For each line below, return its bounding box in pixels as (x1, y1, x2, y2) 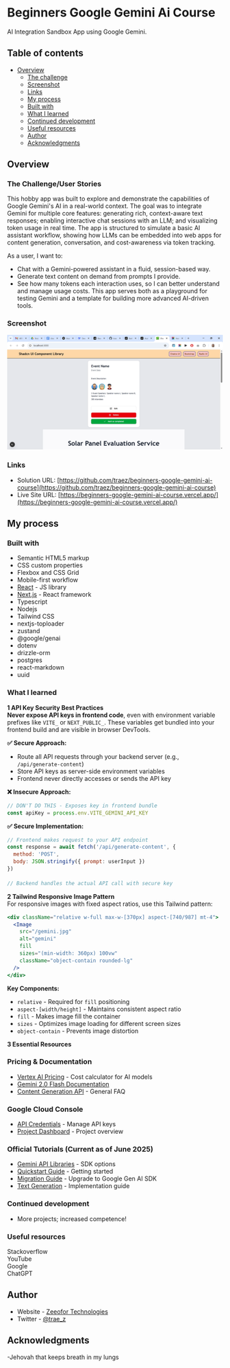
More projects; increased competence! (16, 1214, 127, 1223)
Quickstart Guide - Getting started (16, 1167, 114, 1176)
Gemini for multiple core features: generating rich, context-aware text (7, 209, 203, 218)
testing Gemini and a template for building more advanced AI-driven (16, 294, 209, 303)
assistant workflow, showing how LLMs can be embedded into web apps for (7, 231, 222, 240)
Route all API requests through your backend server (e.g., (16, 752, 179, 760)
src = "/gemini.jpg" (19, 928, 72, 935)
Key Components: (7, 984, 60, 992)
